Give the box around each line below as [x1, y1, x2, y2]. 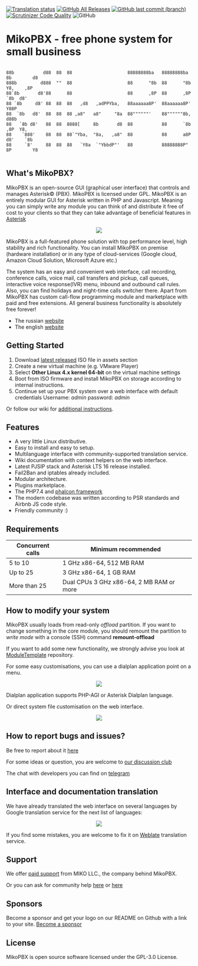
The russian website [14, 317, 64, 324]
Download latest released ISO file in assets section [14, 356, 138, 363]
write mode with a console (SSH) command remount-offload [6, 634, 154, 640]
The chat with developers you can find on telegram [6, 769, 130, 777]
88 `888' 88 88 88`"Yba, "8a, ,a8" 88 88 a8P [6, 132, 192, 137]
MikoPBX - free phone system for [6, 32, 173, 46]
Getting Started [6, 340, 64, 351]
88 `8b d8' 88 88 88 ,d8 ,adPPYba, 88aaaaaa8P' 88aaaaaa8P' [6, 100, 192, 106]
